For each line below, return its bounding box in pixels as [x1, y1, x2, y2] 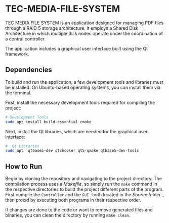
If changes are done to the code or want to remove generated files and [5, 207, 153, 213]
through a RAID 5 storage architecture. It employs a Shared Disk [5, 25, 139, 31]
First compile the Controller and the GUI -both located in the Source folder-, [5, 192, 164, 198]
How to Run [5, 162, 43, 171]
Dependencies [5, 66, 52, 74]
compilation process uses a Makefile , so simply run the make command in [5, 181, 158, 187]
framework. [5, 51, 29, 57]
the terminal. [5, 89, 32, 96]
